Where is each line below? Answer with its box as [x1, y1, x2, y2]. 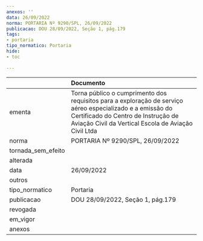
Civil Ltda [71, 126, 98, 135]
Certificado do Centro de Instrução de [71, 111, 179, 120]
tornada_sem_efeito [9, 146, 65, 155]
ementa [9, 108, 31, 116]
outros [9, 176, 28, 184]
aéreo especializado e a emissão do [71, 104, 173, 112]
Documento [71, 79, 106, 87]
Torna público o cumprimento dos [71, 89, 167, 97]
